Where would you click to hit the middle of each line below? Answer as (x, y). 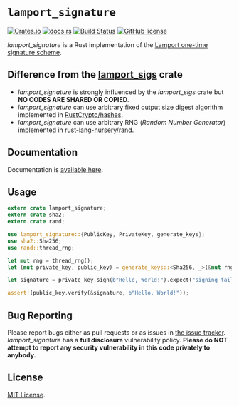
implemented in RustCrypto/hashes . (70, 115)
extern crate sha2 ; (36, 215)
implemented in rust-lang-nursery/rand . (76, 130)
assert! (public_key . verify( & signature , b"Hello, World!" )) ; (99, 293)
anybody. (22, 355)
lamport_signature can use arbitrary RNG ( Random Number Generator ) (122, 122)
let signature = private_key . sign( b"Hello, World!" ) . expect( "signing (113, 280)
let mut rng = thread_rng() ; (51, 260)
